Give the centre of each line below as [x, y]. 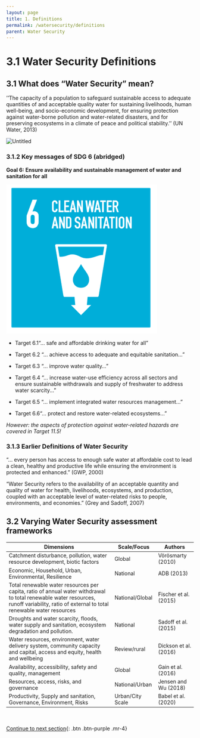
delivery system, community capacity [54, 646]
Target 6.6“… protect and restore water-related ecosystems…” [91, 413]
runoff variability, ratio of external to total [59, 604]
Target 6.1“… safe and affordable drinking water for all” [82, 342]
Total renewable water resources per [54, 585]
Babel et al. [172, 696]
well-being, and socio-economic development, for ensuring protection [92, 111]
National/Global [134, 597]
